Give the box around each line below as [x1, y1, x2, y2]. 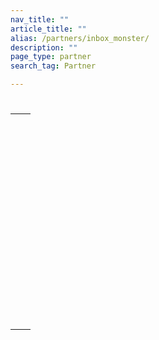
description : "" [10, 42, 78, 53]
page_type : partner [10, 52, 92, 62]
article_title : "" [10, 24, 87, 34]
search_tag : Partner [10, 61, 97, 71]
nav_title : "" [10, 14, 70, 25]
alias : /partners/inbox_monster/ [10, 33, 150, 43]
